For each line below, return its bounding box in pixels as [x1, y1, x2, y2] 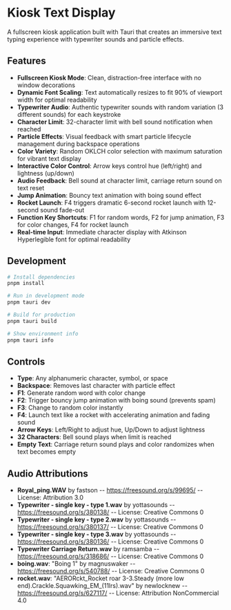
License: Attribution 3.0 [17, 493, 84, 502]
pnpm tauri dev [7, 299, 51, 306]
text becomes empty [17, 447, 77, 456]
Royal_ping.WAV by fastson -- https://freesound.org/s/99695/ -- [17, 486, 203, 495]
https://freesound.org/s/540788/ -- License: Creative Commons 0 [17, 567, 205, 575]
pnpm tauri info [7, 337, 54, 344]
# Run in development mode [7, 293, 85, 299]
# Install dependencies [7, 273, 76, 281]
